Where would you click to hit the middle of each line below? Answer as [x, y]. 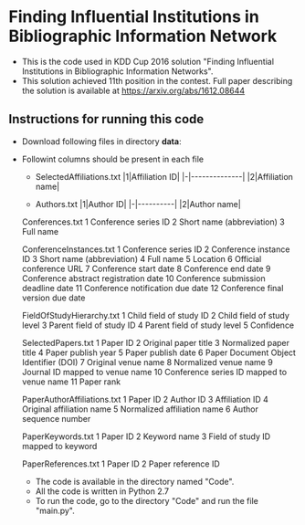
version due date [53, 298]
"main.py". [55, 510]
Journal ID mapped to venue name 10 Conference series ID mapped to [154, 372]
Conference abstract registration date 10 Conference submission [143, 278]
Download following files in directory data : [101, 141]
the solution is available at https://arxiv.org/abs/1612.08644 [133, 90]
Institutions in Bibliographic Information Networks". [117, 71]
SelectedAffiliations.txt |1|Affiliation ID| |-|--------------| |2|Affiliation [164, 176]
